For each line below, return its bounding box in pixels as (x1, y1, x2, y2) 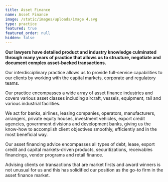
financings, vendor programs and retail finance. (5, 151, 104, 158)
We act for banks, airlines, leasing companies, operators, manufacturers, (5, 110, 155, 116)
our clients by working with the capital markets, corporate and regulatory (5, 75, 156, 81)
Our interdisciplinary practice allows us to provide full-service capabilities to (5, 69, 163, 75)
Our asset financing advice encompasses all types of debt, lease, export (5, 141, 155, 147)
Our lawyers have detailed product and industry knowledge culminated (5, 49, 157, 55)
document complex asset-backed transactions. (5, 60, 106, 66)
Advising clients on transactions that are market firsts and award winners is (5, 161, 161, 167)
